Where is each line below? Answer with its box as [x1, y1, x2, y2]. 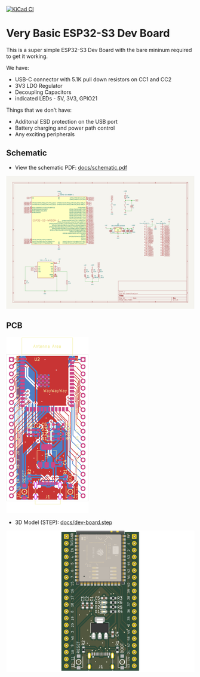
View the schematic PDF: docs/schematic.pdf [14, 164, 127, 171]
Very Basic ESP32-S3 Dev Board [6, 27, 170, 40]
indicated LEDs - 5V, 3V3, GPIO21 [14, 94, 97, 102]
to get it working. [6, 53, 48, 60]
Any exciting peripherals [14, 130, 75, 137]
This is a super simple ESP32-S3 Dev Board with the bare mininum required [6, 46, 192, 53]
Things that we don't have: [6, 106, 72, 114]
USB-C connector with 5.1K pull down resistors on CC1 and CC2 [14, 75, 172, 83]
